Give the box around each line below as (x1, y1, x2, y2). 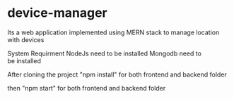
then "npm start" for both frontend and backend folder (7, 84, 166, 92)
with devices (7, 35, 45, 44)
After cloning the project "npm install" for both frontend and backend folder (7, 70, 228, 79)
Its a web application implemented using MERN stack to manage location (7, 28, 220, 37)
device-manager (7, 5, 107, 21)
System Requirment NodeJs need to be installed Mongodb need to (7, 49, 201, 58)
